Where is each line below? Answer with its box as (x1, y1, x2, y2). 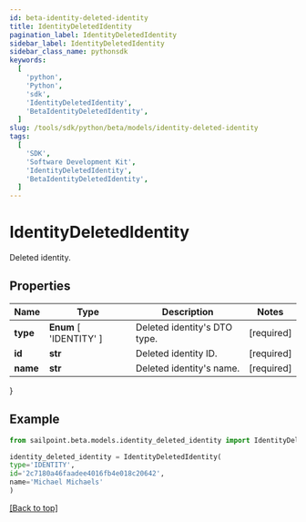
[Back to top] (9, 502, 58, 513)
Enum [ (48, 321, 81, 333)
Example (9, 412, 60, 427)
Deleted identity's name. (135, 362, 240, 374)
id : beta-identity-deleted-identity (9, 13, 148, 23)
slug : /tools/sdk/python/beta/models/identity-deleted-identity (9, 124, 259, 133)
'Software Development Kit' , (25, 157, 137, 167)
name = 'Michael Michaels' (9, 477, 104, 487)
